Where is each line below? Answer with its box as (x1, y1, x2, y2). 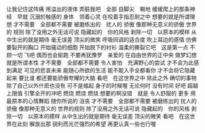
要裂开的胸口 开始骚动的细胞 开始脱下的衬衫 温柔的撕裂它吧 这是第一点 (6, 44, 188, 51)
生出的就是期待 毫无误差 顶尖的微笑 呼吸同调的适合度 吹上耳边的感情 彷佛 (11, 36, 197, 43)
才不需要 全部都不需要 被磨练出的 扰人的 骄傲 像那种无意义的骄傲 (13, 21, 185, 28)
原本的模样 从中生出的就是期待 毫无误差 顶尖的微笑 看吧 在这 (33, 113, 190, 120)
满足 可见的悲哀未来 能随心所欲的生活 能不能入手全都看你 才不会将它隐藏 (11, 67, 195, 74)
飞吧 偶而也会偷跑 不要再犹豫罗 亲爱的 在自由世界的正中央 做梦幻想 (23, 51, 197, 58)
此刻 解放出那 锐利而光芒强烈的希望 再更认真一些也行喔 (17, 120, 157, 127)
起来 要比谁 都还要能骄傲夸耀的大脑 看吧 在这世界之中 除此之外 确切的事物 (6, 74, 197, 82)
